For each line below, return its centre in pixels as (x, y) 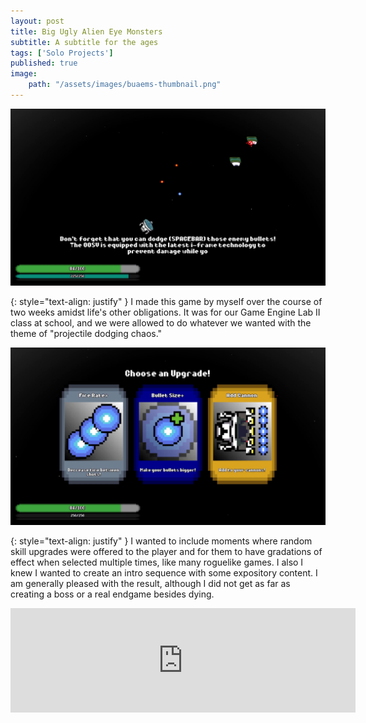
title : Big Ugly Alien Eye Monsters (86, 31)
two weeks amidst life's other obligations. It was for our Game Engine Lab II (165, 312)
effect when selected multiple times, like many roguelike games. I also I (157, 562)
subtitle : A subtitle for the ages (84, 42)
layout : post (37, 21)
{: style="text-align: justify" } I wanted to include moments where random (161, 541)
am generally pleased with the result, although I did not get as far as (150, 583)
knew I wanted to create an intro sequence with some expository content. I (164, 572)
